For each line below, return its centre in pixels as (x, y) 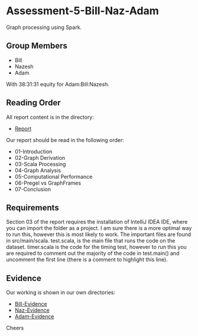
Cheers (15, 328)
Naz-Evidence (32, 310)
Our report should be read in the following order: (65, 140)
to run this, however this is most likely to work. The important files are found (99, 234)
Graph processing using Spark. (44, 27)
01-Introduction (33, 151)
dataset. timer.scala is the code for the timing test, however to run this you (97, 247)
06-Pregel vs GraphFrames (48, 183)
